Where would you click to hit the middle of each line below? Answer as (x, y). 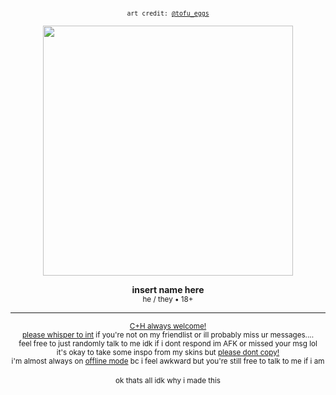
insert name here (168, 289)
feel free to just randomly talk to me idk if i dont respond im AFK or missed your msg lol (168, 344)
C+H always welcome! (168, 326)
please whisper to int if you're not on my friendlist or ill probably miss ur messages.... (168, 335)
